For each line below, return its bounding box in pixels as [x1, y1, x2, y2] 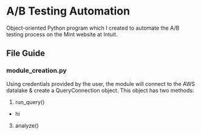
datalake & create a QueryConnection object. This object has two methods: [6, 87, 194, 94]
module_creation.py [6, 67, 67, 75]
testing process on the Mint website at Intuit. [6, 30, 118, 38]
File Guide [6, 48, 46, 59]
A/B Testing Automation [6, 4, 131, 18]
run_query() [15, 98, 45, 105]
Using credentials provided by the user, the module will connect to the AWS [6, 80, 196, 87]
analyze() [15, 122, 39, 129]
